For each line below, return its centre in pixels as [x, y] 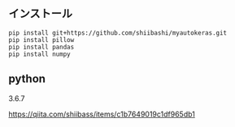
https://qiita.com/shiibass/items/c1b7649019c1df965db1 [102, 114]
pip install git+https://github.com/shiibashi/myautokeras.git [118, 33]
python [27, 79]
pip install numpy [39, 54]
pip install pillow [41, 40]
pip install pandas [41, 47]
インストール [41, 14]
